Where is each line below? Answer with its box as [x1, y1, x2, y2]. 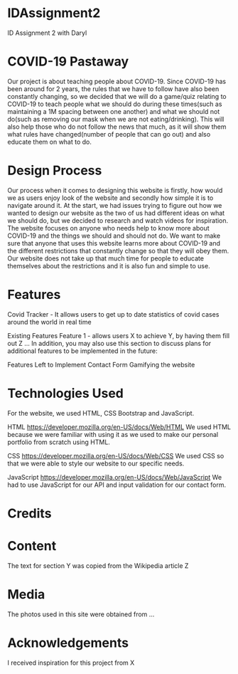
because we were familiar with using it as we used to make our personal [7, 430, 219, 438]
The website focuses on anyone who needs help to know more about [7, 223, 210, 232]
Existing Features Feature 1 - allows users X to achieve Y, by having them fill [7, 331, 229, 339]
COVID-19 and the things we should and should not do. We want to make [7, 231, 221, 240]
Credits [7, 505, 52, 521]
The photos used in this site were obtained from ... [7, 610, 155, 618]
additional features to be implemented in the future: [7, 347, 158, 355]
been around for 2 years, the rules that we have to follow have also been [7, 84, 220, 93]
